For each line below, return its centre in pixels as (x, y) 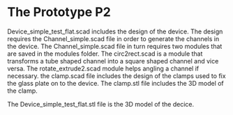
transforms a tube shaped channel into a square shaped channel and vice (113, 61)
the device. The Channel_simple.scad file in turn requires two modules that (115, 46)
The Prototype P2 (59, 12)
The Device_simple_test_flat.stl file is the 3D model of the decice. (101, 104)
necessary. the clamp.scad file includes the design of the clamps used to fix (116, 76)
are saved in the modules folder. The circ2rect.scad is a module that (105, 54)
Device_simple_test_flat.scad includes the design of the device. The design (115, 31)
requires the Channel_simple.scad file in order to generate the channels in (113, 38)
